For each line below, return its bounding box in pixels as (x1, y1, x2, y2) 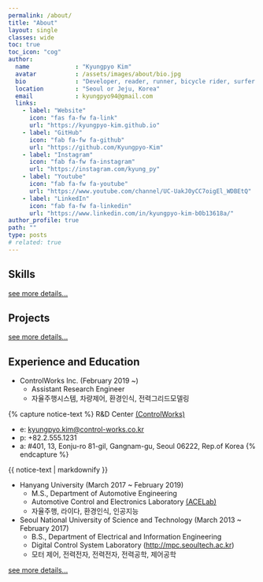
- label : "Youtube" (22, 172, 87, 181)
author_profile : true (8, 217, 80, 224)
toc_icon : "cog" (8, 48, 61, 56)
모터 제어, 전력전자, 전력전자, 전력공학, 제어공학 (31, 550, 177, 559)
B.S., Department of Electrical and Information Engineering (31, 532, 222, 542)
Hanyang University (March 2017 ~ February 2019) (19, 480, 184, 490)
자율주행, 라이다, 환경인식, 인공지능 (31, 506, 139, 516)
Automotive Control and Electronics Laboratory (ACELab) (31, 497, 217, 506)
